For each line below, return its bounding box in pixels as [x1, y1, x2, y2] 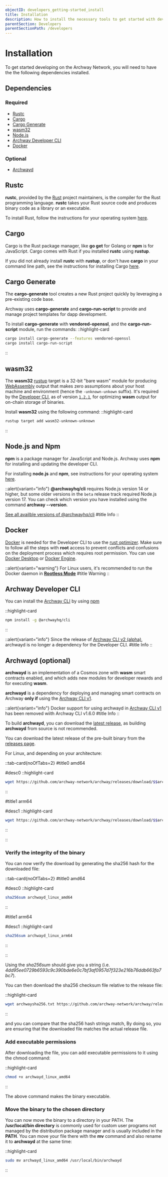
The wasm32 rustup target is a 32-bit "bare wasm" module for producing [5, 378, 156, 384]
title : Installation [5, 12, 48, 17]
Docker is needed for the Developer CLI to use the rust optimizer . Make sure [5, 539, 162, 545]
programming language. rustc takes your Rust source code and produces [5, 199, 157, 206]
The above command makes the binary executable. [5, 1093, 111, 1099]
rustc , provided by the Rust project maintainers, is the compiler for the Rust [5, 194, 161, 200]
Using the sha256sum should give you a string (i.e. [5, 962, 110, 968]
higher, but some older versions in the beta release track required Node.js [5, 491, 157, 497]
